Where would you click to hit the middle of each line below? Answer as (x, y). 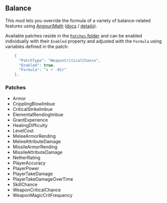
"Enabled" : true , (37, 65)
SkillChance (25, 185)
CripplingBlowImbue (34, 104)
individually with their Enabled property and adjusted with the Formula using (83, 41)
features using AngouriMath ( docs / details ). (51, 26)
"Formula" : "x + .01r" (43, 70)
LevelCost (23, 131)
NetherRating (26, 158)
